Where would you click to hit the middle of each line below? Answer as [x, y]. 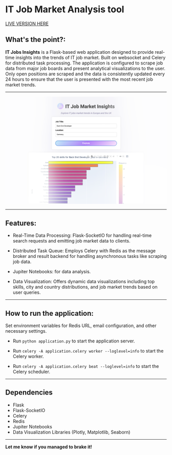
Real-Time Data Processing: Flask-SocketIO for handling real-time [82, 235]
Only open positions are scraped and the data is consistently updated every [85, 74]
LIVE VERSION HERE [27, 24]
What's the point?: [36, 40]
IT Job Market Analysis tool [65, 9]
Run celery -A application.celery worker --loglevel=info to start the [88, 351]
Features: [21, 223]
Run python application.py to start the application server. [74, 341]
